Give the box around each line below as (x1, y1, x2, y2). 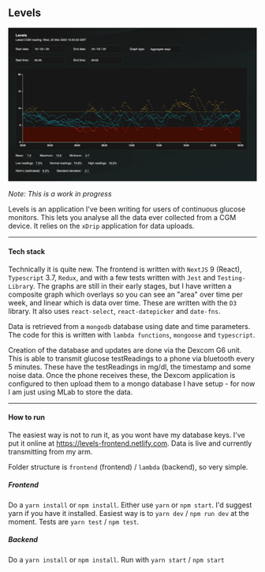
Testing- (217, 274, 246, 282)
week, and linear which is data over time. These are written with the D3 (8, 297, 237, 307)
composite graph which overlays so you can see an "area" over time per (8, 290, 243, 299)
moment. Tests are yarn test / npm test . (8, 517, 140, 526)
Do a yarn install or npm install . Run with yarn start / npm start (8, 555, 225, 564)
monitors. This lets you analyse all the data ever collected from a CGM (8, 213, 237, 222)
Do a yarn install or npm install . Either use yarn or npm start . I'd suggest (8, 500, 252, 510)
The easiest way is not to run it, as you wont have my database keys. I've (8, 430, 246, 439)
